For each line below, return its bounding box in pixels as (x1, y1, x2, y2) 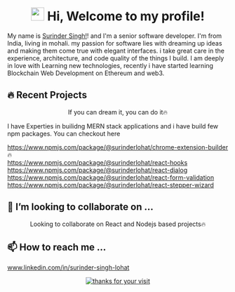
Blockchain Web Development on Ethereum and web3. (7, 69, 165, 77)
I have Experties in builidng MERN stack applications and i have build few (7, 121, 219, 130)
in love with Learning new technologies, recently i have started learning (7, 61, 214, 69)
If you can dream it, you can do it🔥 (67, 107, 168, 116)
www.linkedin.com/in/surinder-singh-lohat (7, 263, 130, 272)
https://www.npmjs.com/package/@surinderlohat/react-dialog (7, 166, 188, 174)
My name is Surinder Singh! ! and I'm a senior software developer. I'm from (7, 32, 222, 40)
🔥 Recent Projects (7, 89, 88, 101)
